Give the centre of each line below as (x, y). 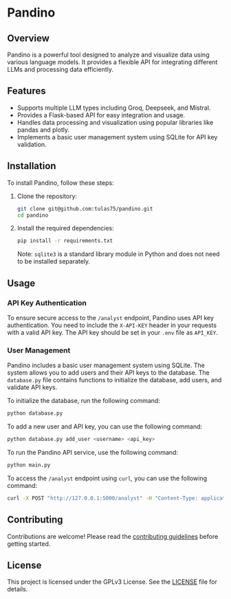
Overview (29, 38)
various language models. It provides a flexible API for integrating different (112, 62)
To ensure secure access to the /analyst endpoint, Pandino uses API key (111, 317)
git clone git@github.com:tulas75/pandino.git (85, 208)
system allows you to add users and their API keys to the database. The (108, 373)
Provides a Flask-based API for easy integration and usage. (101, 115)
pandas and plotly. (43, 130)
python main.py (29, 465)
